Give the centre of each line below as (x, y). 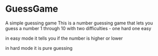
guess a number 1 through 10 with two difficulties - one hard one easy (78, 28)
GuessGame (32, 9)
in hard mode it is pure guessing (39, 48)
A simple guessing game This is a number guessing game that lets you (79, 23)
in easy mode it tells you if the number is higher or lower (64, 38)
